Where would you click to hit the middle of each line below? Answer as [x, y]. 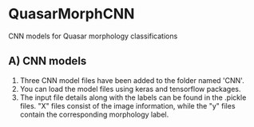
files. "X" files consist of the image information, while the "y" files [127, 105]
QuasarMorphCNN [71, 14]
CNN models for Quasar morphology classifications [93, 36]
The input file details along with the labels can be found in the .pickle [133, 97]
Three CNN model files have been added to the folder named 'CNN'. [132, 80]
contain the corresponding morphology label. [94, 114]
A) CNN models [48, 61]
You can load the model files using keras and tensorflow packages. [130, 89]
